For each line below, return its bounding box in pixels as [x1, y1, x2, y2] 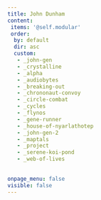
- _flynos [16, 109, 46, 116]
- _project [16, 143, 50, 150]
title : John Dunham [7, 10, 65, 18]
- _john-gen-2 [16, 129, 59, 136]
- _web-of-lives [16, 155, 65, 163]
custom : [14, 50, 37, 57]
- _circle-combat [16, 96, 69, 104]
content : [7, 17, 33, 24]
